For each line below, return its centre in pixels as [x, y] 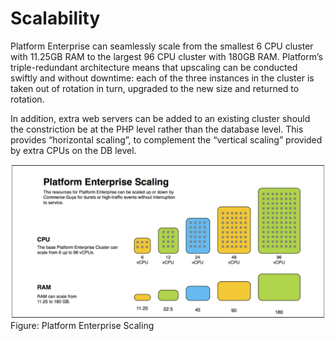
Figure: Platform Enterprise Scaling [82, 326]
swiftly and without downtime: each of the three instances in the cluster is [162, 78]
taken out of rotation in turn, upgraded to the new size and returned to [155, 88]
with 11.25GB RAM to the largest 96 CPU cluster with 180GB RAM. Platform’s [166, 56]
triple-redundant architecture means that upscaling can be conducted [154, 67]
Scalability [55, 18]
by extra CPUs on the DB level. [73, 150]
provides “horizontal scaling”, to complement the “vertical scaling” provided [166, 139]
